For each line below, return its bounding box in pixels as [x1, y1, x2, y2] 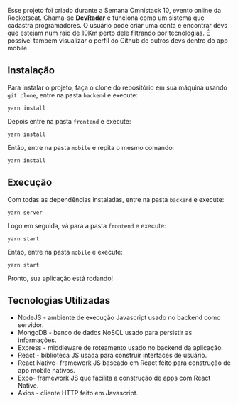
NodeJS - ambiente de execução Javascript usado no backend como [17, 313, 221, 322]
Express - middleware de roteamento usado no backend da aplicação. [17, 344, 224, 352]
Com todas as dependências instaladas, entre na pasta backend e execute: [7, 195, 225, 203]
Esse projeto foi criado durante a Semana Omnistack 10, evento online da [7, 6, 222, 14]
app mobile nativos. [17, 366, 76, 375]
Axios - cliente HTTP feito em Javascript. [17, 389, 139, 398]
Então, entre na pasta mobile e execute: [7, 248, 123, 256]
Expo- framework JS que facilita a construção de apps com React [17, 373, 211, 383]
